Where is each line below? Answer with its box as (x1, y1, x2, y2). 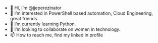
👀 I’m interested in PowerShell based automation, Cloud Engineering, (10, 10, 153, 16)
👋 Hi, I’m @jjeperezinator (10, 5, 62, 11)
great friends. (10, 16, 39, 21)
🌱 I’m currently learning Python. (10, 21, 76, 27)
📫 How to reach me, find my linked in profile (10, 32, 103, 38)
